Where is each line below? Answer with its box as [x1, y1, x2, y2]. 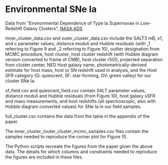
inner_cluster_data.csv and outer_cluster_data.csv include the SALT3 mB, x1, [5, 35, 163, 41]
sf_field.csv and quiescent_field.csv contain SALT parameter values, [5, 87, 146, 93]
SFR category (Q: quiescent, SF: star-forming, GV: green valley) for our [5, 72, 151, 78]
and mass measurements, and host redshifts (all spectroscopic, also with [5, 98, 156, 104]
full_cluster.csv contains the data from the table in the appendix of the [5, 113, 150, 119]
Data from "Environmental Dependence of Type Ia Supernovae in [5, 20, 139, 26]
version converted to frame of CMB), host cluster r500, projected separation [5, 56, 163, 62]
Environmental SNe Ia [5, 4, 97, 15]
